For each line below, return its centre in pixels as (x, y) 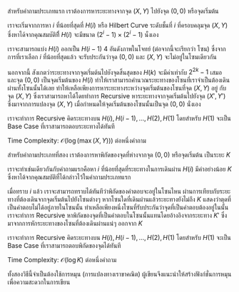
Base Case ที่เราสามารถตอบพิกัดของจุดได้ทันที (64, 246)
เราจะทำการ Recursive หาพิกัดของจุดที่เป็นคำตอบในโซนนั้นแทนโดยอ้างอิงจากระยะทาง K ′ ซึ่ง (117, 215)
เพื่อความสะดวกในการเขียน (39, 282)
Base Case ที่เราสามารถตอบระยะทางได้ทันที (61, 126)
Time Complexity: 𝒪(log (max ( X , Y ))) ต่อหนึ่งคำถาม (77, 141)
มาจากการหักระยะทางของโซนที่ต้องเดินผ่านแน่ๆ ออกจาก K (75, 224)
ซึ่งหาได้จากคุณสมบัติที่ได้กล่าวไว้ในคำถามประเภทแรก (69, 177)
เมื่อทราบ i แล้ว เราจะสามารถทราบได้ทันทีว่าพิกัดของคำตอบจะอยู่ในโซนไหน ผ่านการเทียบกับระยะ (119, 192)
